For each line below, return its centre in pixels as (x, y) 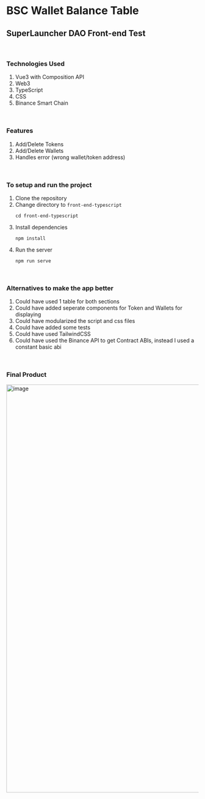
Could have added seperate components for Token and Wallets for (99, 308)
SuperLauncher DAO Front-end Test (76, 33)
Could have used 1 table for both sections (67, 302)
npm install (30, 238)
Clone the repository (41, 198)
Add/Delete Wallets (39, 151)
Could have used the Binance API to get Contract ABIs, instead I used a (105, 341)
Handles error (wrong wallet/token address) (70, 157)
